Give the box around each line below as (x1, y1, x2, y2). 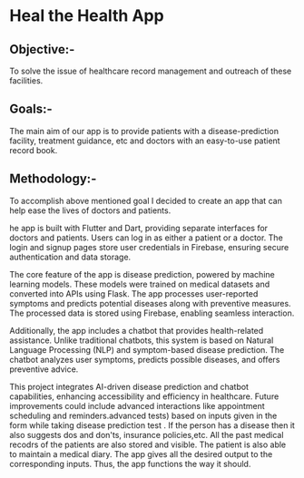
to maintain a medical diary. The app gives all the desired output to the (9, 448, 273, 459)
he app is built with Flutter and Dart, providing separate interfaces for (9, 222, 269, 233)
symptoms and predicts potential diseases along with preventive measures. (9, 298, 292, 308)
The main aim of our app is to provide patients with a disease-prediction (9, 125, 279, 136)
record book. (9, 144, 58, 155)
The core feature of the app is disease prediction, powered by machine (9, 268, 275, 279)
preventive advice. (9, 364, 79, 375)
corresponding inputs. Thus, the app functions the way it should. (9, 458, 251, 469)
